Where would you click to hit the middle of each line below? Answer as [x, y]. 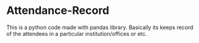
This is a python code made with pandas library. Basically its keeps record [100, 27]
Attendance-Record [58, 11]
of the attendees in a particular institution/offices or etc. [77, 33]
